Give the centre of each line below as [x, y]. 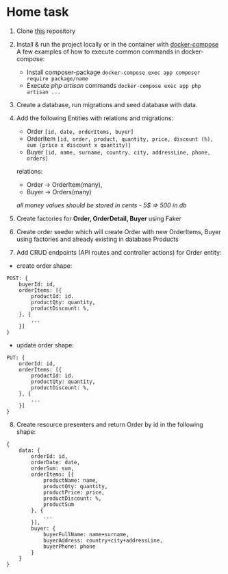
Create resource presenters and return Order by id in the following [110, 424]
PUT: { [16, 358]
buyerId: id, [37, 284]
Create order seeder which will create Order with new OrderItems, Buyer [118, 231]
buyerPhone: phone [69, 547]
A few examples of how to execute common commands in [98, 51]
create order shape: [44, 266]
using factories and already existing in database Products [97, 239]
